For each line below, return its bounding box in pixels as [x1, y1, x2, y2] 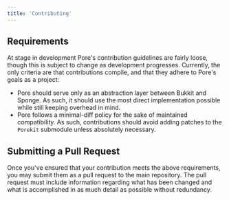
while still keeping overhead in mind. [17, 104, 121, 112]
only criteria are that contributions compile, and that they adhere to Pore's [7, 68, 217, 76]
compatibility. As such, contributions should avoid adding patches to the [17, 118, 222, 126]
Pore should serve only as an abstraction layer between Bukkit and [17, 89, 207, 97]
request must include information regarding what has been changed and [7, 178, 212, 186]
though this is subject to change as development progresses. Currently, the [7, 61, 221, 69]
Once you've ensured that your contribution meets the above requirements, [7, 164, 221, 172]
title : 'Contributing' [7, 10, 72, 17]
